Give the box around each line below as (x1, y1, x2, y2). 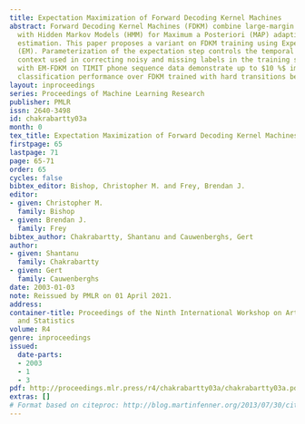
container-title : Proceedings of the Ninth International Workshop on (9, 308, 282, 317)
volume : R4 (9, 325, 51, 334)
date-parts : (17, 350, 64, 359)
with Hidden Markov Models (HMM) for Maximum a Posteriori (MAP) (17, 30, 271, 39)
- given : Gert (9, 266, 64, 275)
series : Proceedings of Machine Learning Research (9, 89, 205, 98)
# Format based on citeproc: (9, 400, 120, 410)
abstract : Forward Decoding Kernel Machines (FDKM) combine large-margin (9, 22, 295, 31)
